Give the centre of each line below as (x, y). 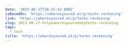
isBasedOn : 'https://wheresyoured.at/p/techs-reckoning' (64, 14)
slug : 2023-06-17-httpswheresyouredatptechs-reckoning (62, 23)
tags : (10, 27)
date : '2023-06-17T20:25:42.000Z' (40, 9)
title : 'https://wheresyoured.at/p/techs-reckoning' (60, 36)
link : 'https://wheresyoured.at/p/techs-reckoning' (58, 18)
